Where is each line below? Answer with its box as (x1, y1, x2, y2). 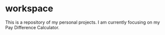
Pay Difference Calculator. (5, 24, 60, 30)
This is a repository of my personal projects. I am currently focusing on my (5, 19, 160, 25)
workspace (5, 3, 53, 14)
